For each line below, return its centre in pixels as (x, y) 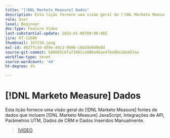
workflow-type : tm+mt (28, 57)
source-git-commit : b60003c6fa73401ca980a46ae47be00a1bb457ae (72, 52)
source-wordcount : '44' (30, 62)
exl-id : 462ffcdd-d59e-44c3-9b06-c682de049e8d (55, 48)
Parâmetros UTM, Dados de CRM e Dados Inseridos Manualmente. (75, 121)
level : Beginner (22, 24)
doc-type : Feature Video (31, 29)
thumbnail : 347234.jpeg (30, 43)
